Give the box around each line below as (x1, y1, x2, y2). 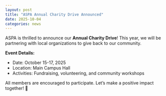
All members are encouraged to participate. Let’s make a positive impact (5, 80, 154, 86)
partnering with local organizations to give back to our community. (5, 40, 142, 46)
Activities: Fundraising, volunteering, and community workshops (12, 70, 145, 76)
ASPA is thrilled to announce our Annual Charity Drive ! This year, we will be (5, 35, 161, 41)
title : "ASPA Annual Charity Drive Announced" (5, 12, 104, 17)
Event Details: (5, 50, 35, 56)
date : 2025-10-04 (5, 16, 41, 21)
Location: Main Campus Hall (12, 65, 71, 71)
